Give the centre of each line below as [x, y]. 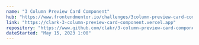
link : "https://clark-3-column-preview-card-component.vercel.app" [91, 22]
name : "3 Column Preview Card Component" [58, 11]
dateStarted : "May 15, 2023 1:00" [49, 33]
